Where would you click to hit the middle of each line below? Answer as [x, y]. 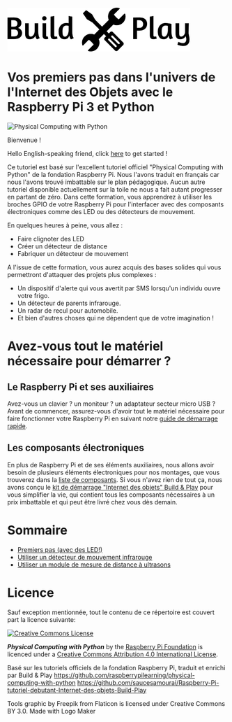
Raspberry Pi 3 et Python [81, 107]
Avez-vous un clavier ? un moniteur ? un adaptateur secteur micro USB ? [111, 404]
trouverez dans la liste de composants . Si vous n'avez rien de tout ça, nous [115, 479]
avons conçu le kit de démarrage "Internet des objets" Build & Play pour [110, 487]
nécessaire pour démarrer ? [89, 361]
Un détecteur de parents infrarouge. [69, 303]
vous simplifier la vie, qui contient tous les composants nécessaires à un [111, 495]
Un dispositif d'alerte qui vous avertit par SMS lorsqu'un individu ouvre [119, 288]
